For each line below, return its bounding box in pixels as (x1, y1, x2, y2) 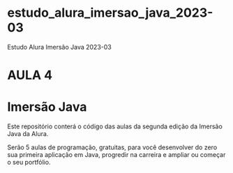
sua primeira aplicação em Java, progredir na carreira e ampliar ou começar (7, 151, 226, 159)
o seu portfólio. (7, 158, 51, 167)
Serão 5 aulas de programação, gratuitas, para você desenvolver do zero (7, 143, 218, 151)
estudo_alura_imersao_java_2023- (7, 5, 213, 21)
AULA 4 (7, 68, 53, 83)
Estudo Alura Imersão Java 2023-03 (7, 43, 112, 51)
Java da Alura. (7, 130, 49, 138)
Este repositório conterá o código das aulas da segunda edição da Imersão (7, 122, 223, 130)
